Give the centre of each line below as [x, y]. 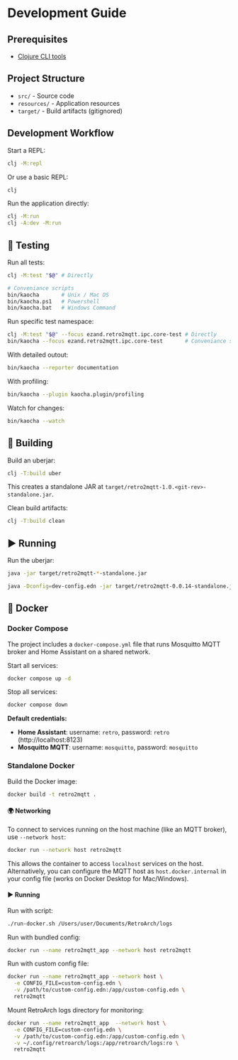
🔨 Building [30, 443]
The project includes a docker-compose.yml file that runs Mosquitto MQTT [114, 644]
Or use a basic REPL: [38, 177]
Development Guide [67, 13]
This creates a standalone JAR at [56, 487]
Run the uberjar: [31, 561]
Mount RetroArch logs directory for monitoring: [75, 1010]
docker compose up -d [39, 678]
